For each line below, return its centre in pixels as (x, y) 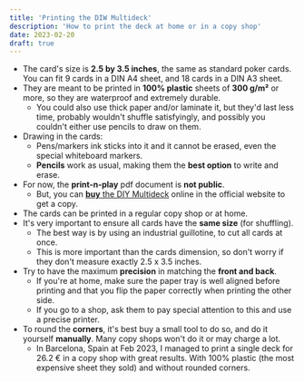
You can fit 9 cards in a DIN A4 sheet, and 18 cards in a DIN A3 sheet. (152, 79)
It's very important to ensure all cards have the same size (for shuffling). (158, 223)
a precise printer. (68, 319)
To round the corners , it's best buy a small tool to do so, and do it (145, 329)
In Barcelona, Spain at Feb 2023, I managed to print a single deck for (164, 348)
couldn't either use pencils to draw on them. (118, 127)
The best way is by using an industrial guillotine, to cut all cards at (159, 233)
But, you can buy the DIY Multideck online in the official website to (161, 194)
